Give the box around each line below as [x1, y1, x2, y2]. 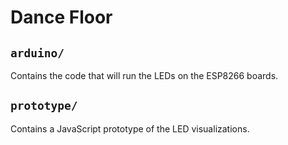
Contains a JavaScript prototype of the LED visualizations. [10, 122, 250, 135]
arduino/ [10, 46, 65, 60]
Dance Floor [10, 6, 113, 29]
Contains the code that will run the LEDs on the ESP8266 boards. [10, 70, 279, 81]
